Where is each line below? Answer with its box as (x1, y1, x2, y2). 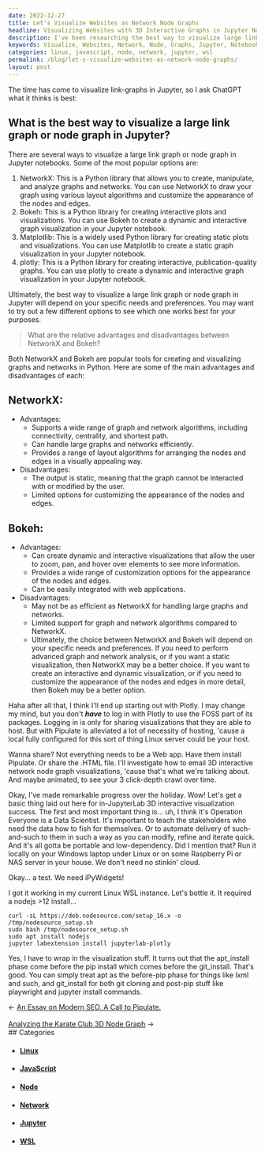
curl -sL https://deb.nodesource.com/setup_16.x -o (8, 912, 181, 920)
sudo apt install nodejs (8, 933, 90, 941)
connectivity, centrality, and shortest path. (31, 431, 170, 441)
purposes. (8, 314, 42, 324)
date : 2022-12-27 (8, 11, 65, 20)
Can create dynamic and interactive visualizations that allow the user (31, 551, 256, 560)
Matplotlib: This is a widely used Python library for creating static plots (19, 232, 249, 241)
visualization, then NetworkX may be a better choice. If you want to (31, 660, 250, 669)
